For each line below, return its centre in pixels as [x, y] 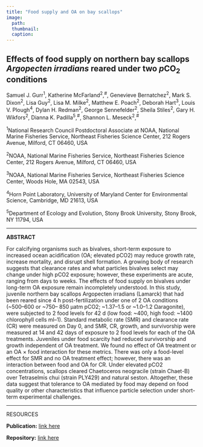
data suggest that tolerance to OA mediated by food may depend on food [97, 384]
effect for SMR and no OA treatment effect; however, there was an [89, 359]
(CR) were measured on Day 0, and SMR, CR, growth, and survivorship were [101, 326]
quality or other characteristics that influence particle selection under [92, 391]
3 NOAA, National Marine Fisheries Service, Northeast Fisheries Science [95, 174]
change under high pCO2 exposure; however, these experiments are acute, [100, 275]
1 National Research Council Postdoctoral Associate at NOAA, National [93, 130]
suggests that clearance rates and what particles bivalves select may [92, 268]
